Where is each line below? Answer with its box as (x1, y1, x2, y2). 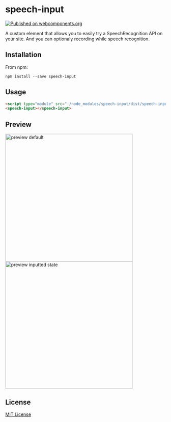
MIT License (5, 411, 32, 417)
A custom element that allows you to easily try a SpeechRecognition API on (5, 30, 163, 36)
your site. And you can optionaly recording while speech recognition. (5, 36, 150, 42)
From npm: (5, 64, 28, 70)
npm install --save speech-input (5, 74, 76, 79)
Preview (5, 120, 32, 128)
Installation (5, 50, 42, 59)
